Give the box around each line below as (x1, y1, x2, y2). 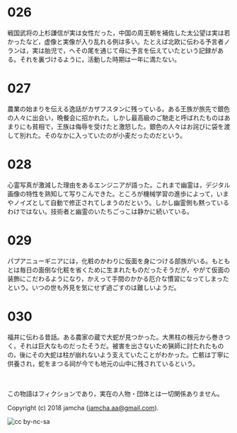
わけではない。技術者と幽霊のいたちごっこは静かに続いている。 (7, 207, 193, 216)
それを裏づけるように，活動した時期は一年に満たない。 (19, 54, 181, 64)
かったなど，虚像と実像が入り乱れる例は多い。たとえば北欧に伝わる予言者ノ (7, 37, 231, 46)
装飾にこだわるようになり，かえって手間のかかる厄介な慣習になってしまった (7, 274, 229, 283)
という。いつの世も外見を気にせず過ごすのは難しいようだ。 (7, 283, 180, 291)
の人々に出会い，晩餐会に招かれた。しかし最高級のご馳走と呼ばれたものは (7, 113, 224, 122)
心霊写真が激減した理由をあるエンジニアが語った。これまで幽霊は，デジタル (7, 180, 231, 189)
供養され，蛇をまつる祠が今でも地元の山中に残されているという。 (7, 359, 200, 368)
